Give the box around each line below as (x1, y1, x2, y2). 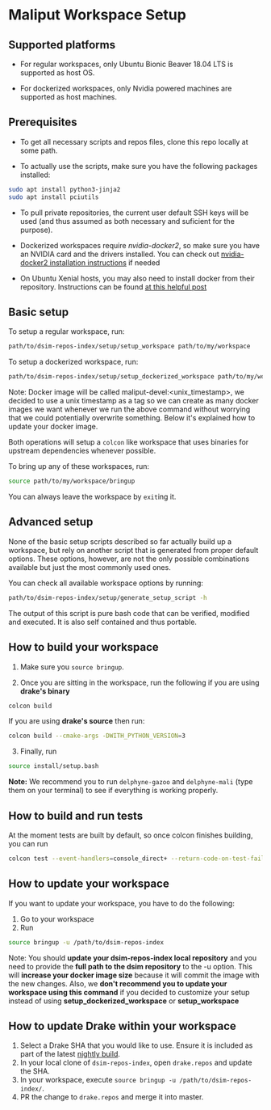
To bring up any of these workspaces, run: (8, 462, 150, 471)
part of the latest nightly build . (19, 1049, 121, 1059)
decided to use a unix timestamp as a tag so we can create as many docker (8, 396, 260, 406)
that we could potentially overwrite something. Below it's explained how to (8, 413, 256, 423)
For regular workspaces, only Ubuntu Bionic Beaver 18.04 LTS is (19, 59, 234, 69)
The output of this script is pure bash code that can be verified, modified (8, 608, 250, 618)
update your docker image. (8, 422, 98, 432)
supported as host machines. (19, 92, 118, 102)
